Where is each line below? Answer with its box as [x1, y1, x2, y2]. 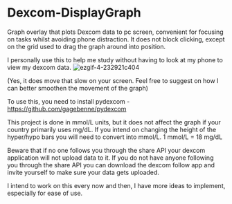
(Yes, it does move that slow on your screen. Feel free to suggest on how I [7, 76, 219, 84]
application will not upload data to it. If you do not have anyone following [7, 154, 214, 162]
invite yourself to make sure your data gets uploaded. [7, 168, 159, 176]
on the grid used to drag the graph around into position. [7, 42, 166, 50]
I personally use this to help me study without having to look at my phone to [7, 55, 223, 64]
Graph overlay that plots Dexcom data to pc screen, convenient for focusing [7, 28, 224, 36]
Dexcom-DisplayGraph [7, 5, 142, 21]
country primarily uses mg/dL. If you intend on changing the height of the [7, 125, 217, 133]
